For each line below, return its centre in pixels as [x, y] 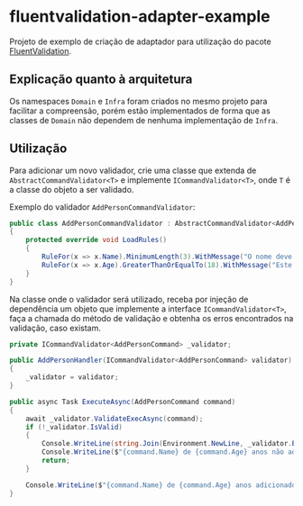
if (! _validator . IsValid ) [74, 427]
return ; [56, 461]
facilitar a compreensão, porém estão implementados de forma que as [140, 111]
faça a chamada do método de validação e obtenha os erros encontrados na [151, 318]
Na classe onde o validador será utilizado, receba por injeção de [129, 299]
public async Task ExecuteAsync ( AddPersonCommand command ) [123, 402]
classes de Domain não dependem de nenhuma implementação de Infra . [144, 120]
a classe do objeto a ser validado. [72, 189]
